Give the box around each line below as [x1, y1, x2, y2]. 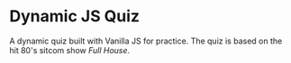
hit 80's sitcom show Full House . [9, 44, 131, 55]
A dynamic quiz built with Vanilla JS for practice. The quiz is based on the [9, 35, 283, 46]
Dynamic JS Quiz [9, 6, 141, 27]
